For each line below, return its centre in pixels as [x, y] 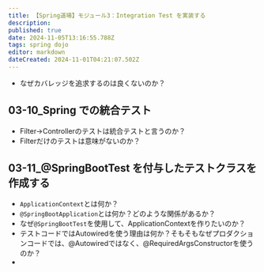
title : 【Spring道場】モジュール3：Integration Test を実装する [107, 15]
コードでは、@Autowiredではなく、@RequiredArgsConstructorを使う [140, 243]
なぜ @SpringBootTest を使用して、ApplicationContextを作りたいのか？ [132, 223]
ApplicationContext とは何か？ [69, 203]
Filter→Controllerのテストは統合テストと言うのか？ [102, 130]
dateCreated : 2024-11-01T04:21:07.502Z [74, 60]
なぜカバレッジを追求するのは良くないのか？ [92, 83]
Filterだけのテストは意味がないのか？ [80, 141]
